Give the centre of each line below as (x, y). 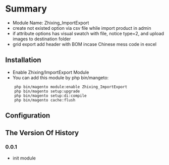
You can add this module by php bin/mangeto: (61, 77)
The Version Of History (42, 132)
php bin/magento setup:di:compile (50, 96)
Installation (23, 60)
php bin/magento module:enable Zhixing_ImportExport (71, 87)
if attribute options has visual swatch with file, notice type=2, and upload (88, 33)
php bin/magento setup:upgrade (47, 91)
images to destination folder (42, 39)
